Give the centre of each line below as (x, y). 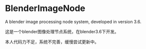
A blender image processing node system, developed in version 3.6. (73, 22)
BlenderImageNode (45, 8)
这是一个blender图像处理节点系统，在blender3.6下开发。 (62, 31)
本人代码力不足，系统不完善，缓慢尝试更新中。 (52, 42)
